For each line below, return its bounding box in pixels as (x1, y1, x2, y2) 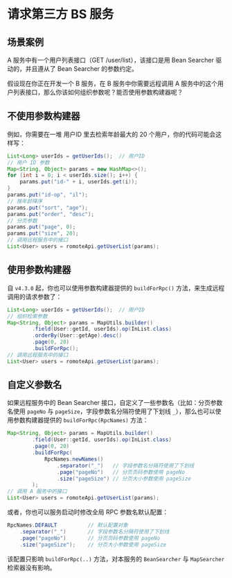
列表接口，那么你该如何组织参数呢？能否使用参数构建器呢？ (12, 88, 184, 96)
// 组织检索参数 (7, 313, 48, 320)
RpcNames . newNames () (44, 456, 104, 463)
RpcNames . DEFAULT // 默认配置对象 (7, 522, 128, 529)
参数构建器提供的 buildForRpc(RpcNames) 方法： (12, 416, 149, 424)
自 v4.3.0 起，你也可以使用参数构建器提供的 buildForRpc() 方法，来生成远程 (7, 283, 225, 292)
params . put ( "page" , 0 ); (7, 224, 76, 231)
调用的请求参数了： (7, 292, 62, 301)
